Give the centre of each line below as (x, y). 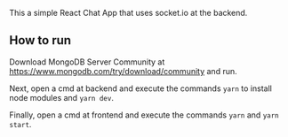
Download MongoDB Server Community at (87, 62)
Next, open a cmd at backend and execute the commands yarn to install (141, 88)
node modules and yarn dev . (61, 97)
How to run (40, 40)
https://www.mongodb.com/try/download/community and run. (123, 71)
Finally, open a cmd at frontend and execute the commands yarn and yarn (144, 115)
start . (20, 124)
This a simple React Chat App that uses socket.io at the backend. (128, 13)
